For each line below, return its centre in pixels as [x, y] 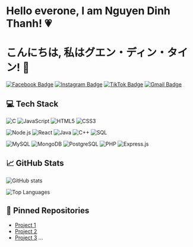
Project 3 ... [29, 238]
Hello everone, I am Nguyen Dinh [88, 11]
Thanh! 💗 [29, 23]
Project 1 [25, 225]
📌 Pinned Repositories [48, 211]
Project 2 [26, 231]
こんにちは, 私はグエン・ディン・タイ [97, 53]
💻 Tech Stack [32, 104]
